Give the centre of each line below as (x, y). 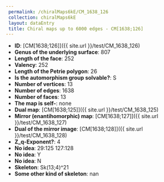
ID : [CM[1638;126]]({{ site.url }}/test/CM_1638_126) (77, 46)
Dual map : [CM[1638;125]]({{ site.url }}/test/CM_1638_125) (87, 110)
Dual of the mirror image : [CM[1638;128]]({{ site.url (78, 129)
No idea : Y (28, 155)
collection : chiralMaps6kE (42, 17)
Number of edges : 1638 (44, 90)
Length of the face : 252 (44, 58)
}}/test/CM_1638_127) (40, 123)
